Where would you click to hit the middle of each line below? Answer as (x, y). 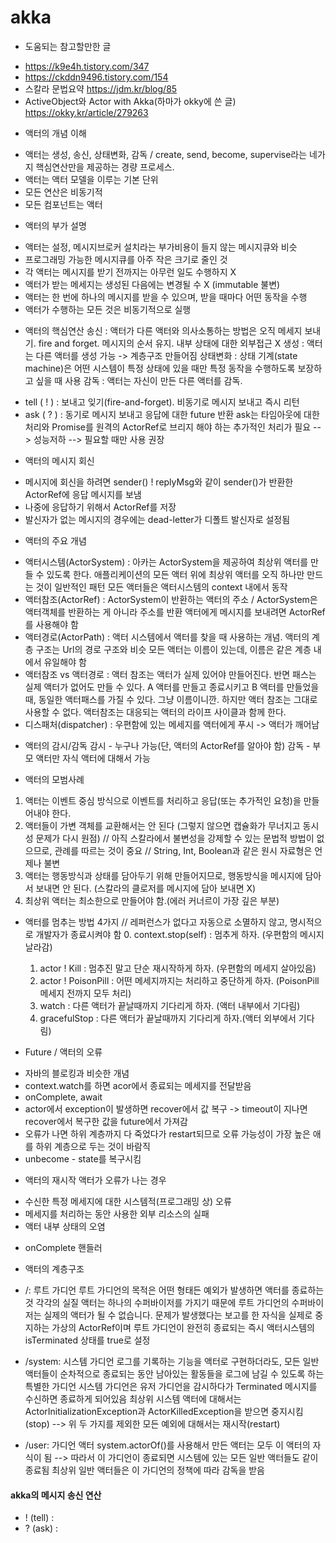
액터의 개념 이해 (55, 133)
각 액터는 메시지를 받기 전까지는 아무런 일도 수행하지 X (130, 272)
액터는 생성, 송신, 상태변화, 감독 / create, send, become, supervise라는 (166, 154)
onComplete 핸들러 (63, 1247)
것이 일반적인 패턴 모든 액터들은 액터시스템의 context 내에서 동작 (161, 587)
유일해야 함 (65, 662)
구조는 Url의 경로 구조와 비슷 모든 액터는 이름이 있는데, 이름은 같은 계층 (173, 649)
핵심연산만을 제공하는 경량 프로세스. (105, 167)
